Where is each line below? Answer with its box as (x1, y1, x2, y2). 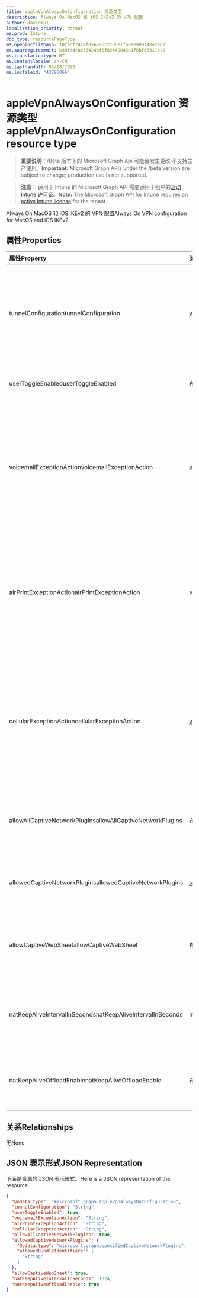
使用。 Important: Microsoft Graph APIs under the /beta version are (25, 165, 190, 172)
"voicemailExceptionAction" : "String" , (11, 1215, 110, 1221)
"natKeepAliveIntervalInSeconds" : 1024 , (11, 1275, 113, 1281)
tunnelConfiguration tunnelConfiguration (9, 309, 120, 317)
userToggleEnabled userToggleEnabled (9, 380, 117, 387)
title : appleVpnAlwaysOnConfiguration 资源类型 (6, 8, 123, 15)
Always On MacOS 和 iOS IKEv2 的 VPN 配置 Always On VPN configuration (6, 210, 187, 217)
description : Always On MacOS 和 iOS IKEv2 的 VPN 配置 (6, 14, 143, 20)
